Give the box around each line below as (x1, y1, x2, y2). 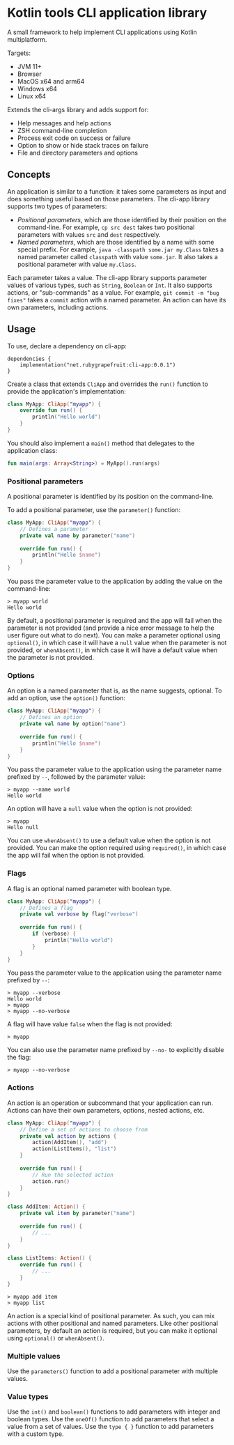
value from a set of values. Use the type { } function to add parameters (7, 1423, 214, 1431)
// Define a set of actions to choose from (19, 1126, 148, 1133)
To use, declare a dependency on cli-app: (7, 341, 127, 350)
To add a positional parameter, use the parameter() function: (7, 506, 181, 514)
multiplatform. (7, 35, 47, 43)
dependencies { (7, 355, 52, 362)
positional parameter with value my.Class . (17, 260, 136, 268)
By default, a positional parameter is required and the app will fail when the (7, 617, 222, 625)
